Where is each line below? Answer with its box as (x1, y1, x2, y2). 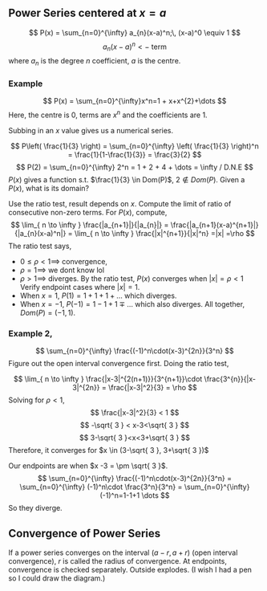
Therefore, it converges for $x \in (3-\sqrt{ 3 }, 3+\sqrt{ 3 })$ (8, 446, 209, 455)
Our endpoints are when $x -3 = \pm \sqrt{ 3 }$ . (8, 461, 168, 471)
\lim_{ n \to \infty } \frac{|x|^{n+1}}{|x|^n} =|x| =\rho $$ (75, 229, 255, 238)
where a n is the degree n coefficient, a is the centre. (8, 56, 181, 67)
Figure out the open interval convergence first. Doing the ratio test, (8, 359, 229, 369)
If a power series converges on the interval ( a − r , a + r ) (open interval (8, 548, 238, 557)
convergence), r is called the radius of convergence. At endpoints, (8, 556, 227, 566)
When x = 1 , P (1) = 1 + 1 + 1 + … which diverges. (19, 291, 177, 300)
